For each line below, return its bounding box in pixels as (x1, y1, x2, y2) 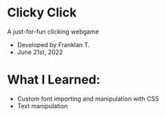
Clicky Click (7, 5, 77, 21)
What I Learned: (7, 72, 101, 88)
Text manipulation (17, 101, 68, 110)
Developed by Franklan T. (17, 40, 90, 49)
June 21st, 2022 (17, 48, 63, 56)
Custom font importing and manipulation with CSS (17, 94, 160, 103)
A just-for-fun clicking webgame (7, 27, 99, 36)
